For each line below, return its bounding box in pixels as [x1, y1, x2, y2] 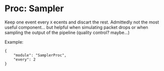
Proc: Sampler [4, 3, 64, 14]
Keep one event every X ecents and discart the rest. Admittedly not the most [4, 19, 160, 25]
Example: [4, 39, 24, 45]
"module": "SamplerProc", [13, 52, 67, 58]
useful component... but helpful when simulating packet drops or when [4, 24, 148, 30]
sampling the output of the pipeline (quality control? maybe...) [4, 29, 130, 35]
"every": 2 [13, 57, 36, 62]
